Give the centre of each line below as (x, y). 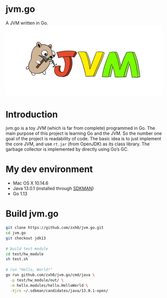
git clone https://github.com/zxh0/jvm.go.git (55, 228)
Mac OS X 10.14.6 (31, 183)
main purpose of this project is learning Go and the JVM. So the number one (84, 133)
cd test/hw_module (25, 254)
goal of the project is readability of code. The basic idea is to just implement (83, 139)
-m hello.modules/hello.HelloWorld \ (49, 285)
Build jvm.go (32, 214)
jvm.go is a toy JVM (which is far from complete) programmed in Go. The (81, 128)
